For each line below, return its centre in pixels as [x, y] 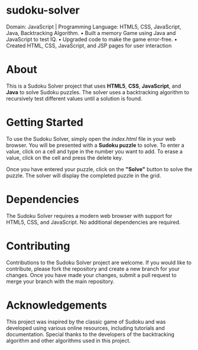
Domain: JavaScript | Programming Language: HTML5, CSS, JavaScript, [94, 27]
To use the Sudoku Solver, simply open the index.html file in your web [91, 139]
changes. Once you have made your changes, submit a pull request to [91, 275]
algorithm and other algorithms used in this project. [69, 341]
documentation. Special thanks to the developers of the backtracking [90, 334]
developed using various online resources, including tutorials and [86, 328]
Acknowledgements [57, 305]
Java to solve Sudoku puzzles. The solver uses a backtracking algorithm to [98, 92]
